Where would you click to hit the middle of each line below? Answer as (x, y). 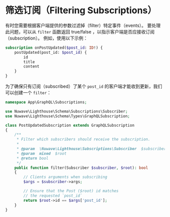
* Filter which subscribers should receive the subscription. (83, 139)
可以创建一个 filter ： (28, 93)
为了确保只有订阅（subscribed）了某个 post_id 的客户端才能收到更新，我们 (84, 86)
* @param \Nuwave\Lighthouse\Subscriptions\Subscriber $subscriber (91, 149)
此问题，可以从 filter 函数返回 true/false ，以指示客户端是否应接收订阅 (80, 31)
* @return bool (33, 158)
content (31, 66)
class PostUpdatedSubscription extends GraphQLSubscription (70, 125)
